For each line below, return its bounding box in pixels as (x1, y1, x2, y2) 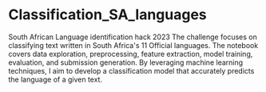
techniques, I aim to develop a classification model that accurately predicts (8, 66, 255, 75)
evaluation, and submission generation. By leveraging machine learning (8, 58, 244, 67)
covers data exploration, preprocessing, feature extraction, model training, (8, 49, 253, 58)
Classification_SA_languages (8, 6, 208, 24)
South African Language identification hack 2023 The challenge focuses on (8, 32, 257, 42)
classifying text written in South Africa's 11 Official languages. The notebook (8, 40, 259, 50)
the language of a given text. (8, 74, 102, 84)
